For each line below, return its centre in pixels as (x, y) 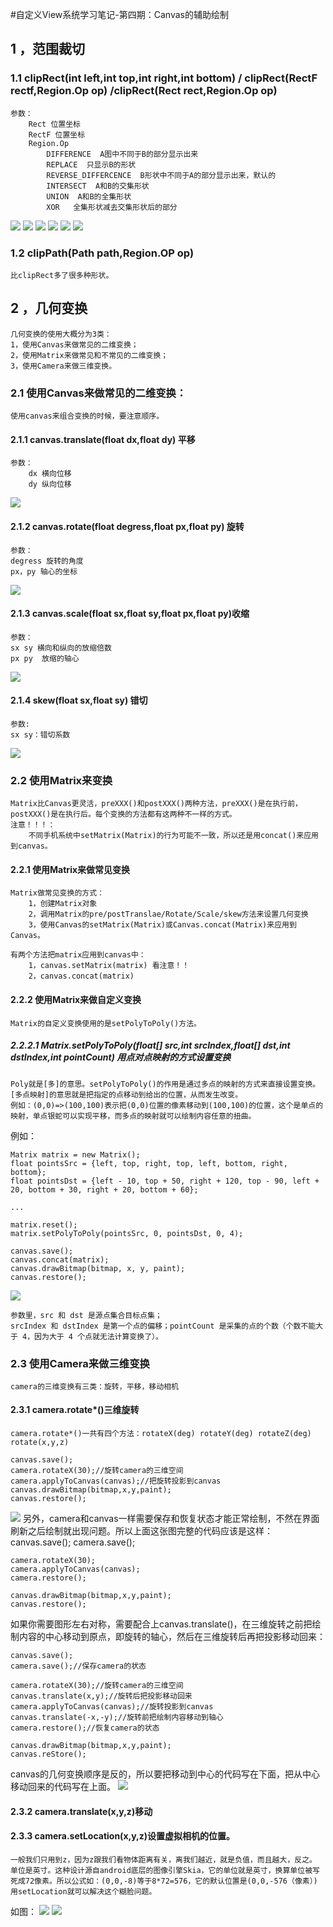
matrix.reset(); (44, 1224)
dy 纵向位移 (50, 484)
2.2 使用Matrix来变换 (61, 780)
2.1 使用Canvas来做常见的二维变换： (98, 393)
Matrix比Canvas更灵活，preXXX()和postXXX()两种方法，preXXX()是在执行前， (156, 804)
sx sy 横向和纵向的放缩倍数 (61, 648)
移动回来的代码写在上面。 (63, 1787)
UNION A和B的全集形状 (89, 196)
